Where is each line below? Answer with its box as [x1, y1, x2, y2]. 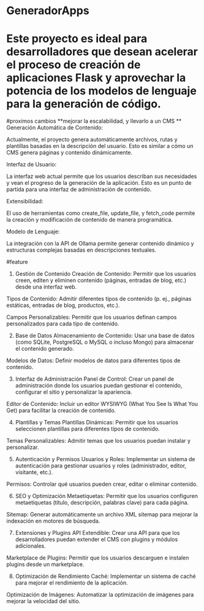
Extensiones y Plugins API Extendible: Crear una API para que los [15, 529, 180, 537]
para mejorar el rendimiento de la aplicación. [15, 579, 128, 586]
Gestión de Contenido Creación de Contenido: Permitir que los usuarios [15, 270, 197, 278]
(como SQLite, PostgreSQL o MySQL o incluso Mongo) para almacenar [15, 338, 194, 346]
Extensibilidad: [6, 198, 43, 205]
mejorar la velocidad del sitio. [6, 597, 81, 605]
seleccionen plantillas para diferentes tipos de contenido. [15, 425, 161, 433]
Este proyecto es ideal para [6, 32, 148, 46]
